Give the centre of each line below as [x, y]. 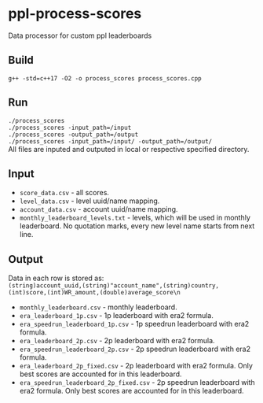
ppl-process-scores [75, 14]
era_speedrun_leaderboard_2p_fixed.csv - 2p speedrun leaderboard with [137, 383]
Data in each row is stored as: [56, 278]
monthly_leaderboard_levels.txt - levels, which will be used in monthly [135, 218]
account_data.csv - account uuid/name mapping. [99, 209]
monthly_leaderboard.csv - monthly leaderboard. [99, 307]
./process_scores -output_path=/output [73, 135]
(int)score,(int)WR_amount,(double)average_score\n [94, 293]
